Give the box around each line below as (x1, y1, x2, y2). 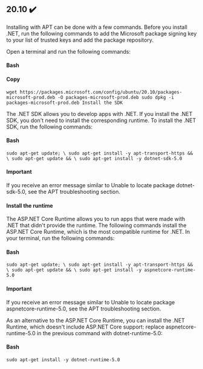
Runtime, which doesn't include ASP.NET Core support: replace (6, 323, 165, 330)
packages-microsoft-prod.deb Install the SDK (6, 100, 123, 106)
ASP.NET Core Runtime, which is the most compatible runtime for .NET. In (6, 228, 190, 236)
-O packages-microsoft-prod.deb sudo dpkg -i (57, 94, 174, 100)
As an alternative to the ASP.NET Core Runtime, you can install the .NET (6, 316, 185, 324)
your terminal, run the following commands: (6, 234, 115, 242)
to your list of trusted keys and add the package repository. (6, 36, 154, 43)
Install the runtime (6, 202, 53, 209)
